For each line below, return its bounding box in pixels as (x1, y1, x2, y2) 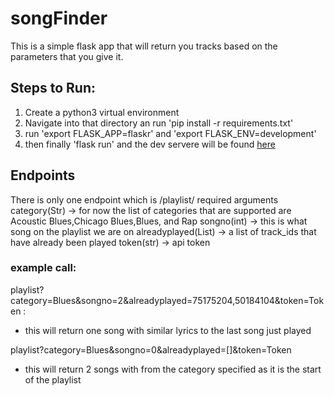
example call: (10, 261, 77, 275)
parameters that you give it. (10, 50, 124, 62)
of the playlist (24, 373, 82, 386)
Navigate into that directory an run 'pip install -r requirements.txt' (24, 117, 294, 129)
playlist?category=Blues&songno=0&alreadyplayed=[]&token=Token (10, 343, 292, 356)
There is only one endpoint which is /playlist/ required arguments (10, 193, 279, 206)
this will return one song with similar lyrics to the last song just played (24, 324, 312, 336)
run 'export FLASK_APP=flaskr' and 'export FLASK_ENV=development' (24, 127, 317, 139)
